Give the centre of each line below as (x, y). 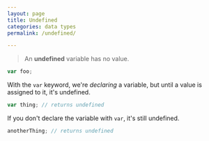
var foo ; (20, 72)
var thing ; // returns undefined (56, 105)
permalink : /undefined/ (42, 33)
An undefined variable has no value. (77, 59)
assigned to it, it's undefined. (49, 92)
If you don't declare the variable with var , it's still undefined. (93, 118)
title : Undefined (32, 20)
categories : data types (42, 26)
